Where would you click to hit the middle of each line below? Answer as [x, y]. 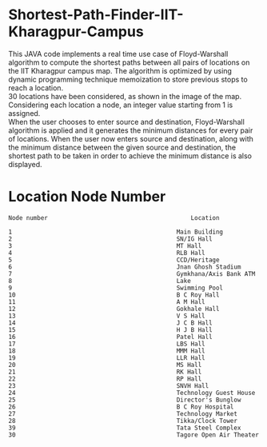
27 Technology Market [123, 413]
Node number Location [114, 218]
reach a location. [36, 88]
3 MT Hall [105, 245]
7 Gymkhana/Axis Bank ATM [132, 273]
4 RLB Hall [107, 253]
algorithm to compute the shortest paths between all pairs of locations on [129, 62]
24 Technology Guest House [132, 393]
